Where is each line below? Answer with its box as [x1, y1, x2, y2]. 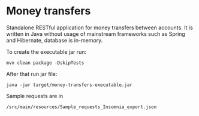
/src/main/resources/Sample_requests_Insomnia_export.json [6, 103, 157, 110]
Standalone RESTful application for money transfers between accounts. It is [6, 24, 193, 31]
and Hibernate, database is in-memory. [6, 36, 103, 44]
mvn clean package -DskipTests [6, 60, 85, 66]
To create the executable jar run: [6, 48, 87, 55]
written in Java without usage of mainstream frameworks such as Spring [6, 30, 186, 37]
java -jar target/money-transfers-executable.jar [6, 82, 133, 88]
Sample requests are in [6, 92, 64, 99]
